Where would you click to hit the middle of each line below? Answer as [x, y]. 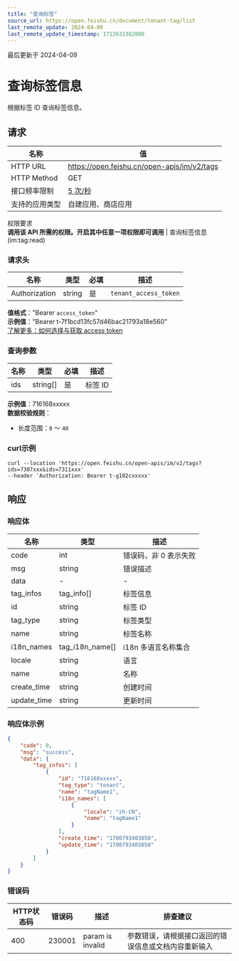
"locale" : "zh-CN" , [112, 812]
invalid [94, 945]
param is [97, 936]
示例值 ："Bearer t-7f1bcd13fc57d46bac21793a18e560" [87, 322]
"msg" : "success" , [47, 752]
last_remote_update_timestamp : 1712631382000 [76, 34]
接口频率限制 [33, 191]
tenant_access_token [145, 294]
